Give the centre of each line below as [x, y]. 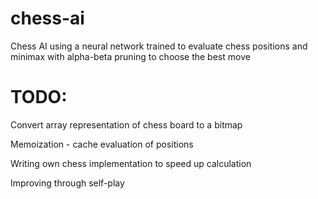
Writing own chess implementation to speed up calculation [131, 163]
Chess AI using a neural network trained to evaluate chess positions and [159, 46]
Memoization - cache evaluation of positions [102, 144]
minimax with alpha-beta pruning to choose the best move [130, 56]
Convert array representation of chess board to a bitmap [126, 124]
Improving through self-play [67, 183]
